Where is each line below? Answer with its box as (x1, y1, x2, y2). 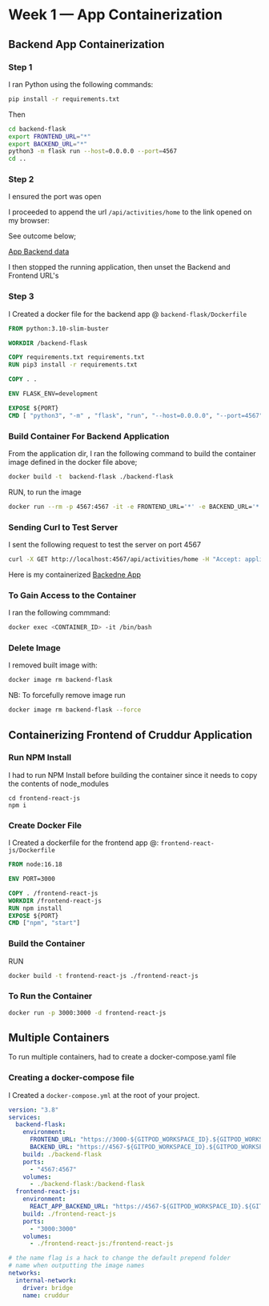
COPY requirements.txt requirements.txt (8, 354, 146, 362)
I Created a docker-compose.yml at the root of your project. (8, 1090, 200, 1100)
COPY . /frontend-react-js (8, 889, 98, 897)
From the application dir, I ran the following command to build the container (8, 449, 256, 459)
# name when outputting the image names (8, 1262, 146, 1270)
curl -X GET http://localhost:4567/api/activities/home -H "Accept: (8, 555, 242, 563)
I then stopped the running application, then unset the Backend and (8, 262, 231, 272)
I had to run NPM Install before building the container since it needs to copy (8, 770, 258, 779)
